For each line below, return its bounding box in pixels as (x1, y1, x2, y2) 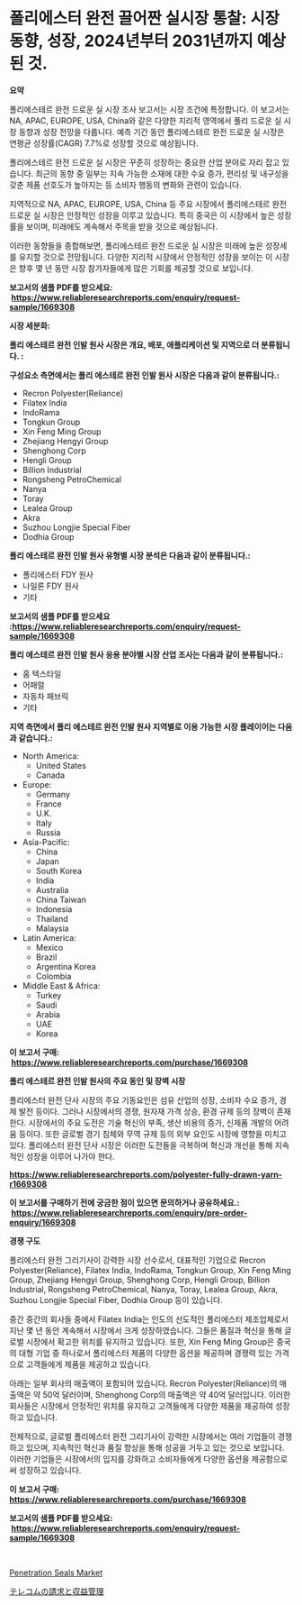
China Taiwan (35, 894, 87, 905)
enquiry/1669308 (9, 1217, 76, 1227)
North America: (22, 750, 79, 761)
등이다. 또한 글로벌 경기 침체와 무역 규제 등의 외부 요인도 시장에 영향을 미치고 (18, 1128, 288, 1139)
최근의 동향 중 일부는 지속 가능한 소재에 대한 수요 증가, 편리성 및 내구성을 (35, 168, 289, 178)
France (35, 798, 63, 809)
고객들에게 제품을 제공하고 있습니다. (25, 1358, 151, 1370)
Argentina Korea (35, 961, 96, 971)
